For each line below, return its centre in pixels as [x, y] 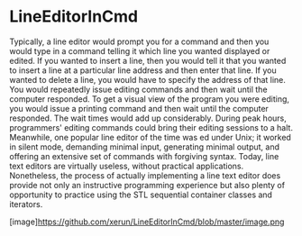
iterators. [26, 204]
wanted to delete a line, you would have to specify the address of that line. [148, 79]
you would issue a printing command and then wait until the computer [139, 108]
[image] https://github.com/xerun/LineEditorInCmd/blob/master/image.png [147, 222]
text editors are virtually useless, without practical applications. [127, 166]
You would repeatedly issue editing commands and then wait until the [138, 89]
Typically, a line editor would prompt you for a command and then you [139, 41]
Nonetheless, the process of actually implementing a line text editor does [145, 175]
